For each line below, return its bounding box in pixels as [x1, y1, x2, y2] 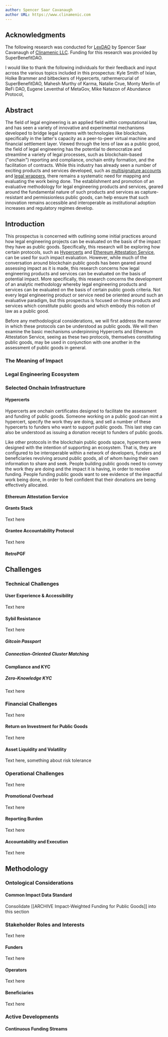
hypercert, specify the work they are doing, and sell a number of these [5, 418, 151, 424]
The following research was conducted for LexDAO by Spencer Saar [5, 44, 146, 50]
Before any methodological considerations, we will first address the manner [5, 318, 161, 324]
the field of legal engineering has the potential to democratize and [5, 146, 142, 152]
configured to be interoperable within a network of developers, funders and [5, 450, 161, 456]
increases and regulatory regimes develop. [5, 205, 94, 211]
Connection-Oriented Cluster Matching [5, 651, 89, 657]
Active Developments [5, 1013, 59, 1020]
